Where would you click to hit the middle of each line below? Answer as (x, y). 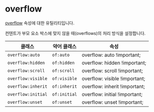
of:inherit (64, 86)
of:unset (62, 102)
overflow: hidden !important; (114, 63)
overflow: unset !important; (112, 102)
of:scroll (63, 71)
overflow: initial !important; (112, 94)
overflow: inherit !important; (113, 86)
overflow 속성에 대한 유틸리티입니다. (40, 23)
